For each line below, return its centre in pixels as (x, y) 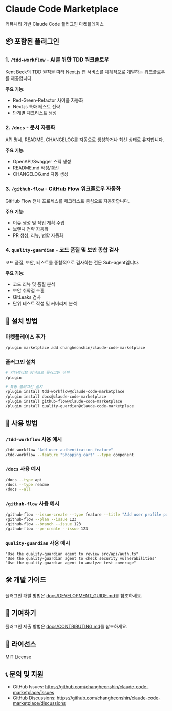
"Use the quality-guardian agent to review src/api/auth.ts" (72, 554)
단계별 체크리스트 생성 (35, 113)
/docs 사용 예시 (23, 469)
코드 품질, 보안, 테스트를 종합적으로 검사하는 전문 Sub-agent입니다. (72, 262)
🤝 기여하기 (21, 613)
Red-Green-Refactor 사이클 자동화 (48, 100)
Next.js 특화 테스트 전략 (36, 106)
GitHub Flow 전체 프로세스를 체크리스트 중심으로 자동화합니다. (67, 201)
